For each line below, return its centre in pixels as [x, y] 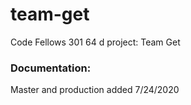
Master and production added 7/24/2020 [95, 90]
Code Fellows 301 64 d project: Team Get [95, 42]
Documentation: [51, 68]
